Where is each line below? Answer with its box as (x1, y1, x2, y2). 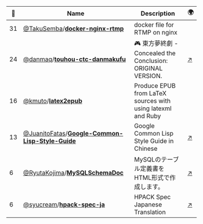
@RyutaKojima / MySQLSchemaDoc (23, 169, 124, 177)
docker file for (134, 21, 174, 29)
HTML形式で (134, 174, 170, 182)
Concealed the (134, 49, 176, 57)
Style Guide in (134, 137, 174, 145)
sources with (134, 97, 171, 105)
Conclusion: (134, 57, 168, 65)
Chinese (134, 145, 158, 153)
